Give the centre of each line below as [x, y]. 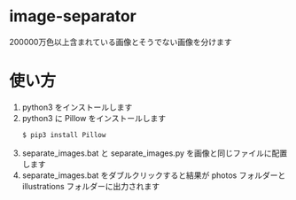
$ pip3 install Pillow [64, 135]
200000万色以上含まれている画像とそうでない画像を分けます [121, 42]
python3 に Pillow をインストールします [94, 118]
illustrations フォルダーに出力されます [91, 186]
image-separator [73, 16]
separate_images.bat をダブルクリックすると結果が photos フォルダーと [154, 175]
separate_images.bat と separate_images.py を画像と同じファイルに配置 [155, 153]
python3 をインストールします [77, 107]
